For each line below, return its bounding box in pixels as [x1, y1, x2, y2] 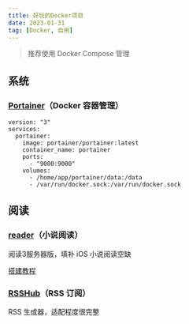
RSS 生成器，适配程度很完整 [8, 307, 100, 317]
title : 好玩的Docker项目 [8, 11, 84, 20]
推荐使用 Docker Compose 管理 [27, 49, 130, 58]
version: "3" [8, 119, 51, 126]
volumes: [22, 167, 51, 175]
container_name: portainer [22, 146, 111, 154]
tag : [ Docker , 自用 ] [8, 26, 73, 34]
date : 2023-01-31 [8, 19, 65, 27]
